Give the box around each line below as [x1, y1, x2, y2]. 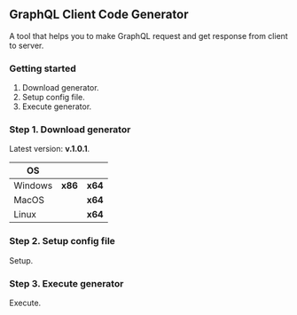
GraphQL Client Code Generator [9, 7, 189, 22]
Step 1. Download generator [9, 123, 131, 136]
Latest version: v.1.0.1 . [9, 144, 90, 154]
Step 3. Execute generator [9, 277, 124, 289]
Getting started [9, 62, 77, 75]
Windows [13, 179, 53, 192]
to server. [9, 40, 44, 51]
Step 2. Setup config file [9, 235, 115, 248]
